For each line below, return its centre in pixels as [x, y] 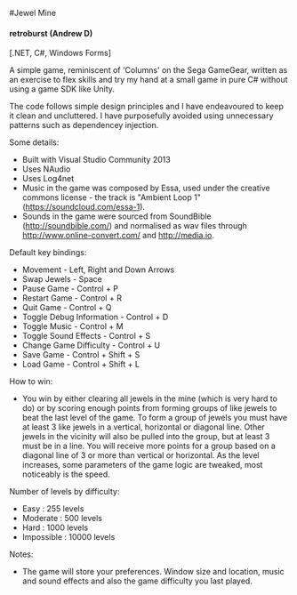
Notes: [21, 554]
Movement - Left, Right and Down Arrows [98, 269]
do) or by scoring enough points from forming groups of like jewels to [149, 408]
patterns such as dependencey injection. [84, 125]
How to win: [31, 382]
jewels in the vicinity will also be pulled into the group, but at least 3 [146, 437]
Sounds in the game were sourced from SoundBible [116, 216]
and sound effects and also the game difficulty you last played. [137, 581]
